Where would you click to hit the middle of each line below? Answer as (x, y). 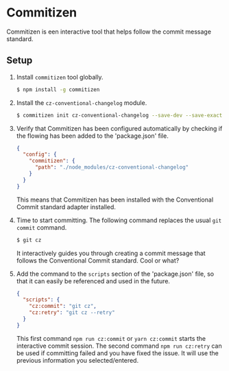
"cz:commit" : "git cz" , (63, 307)
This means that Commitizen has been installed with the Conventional (115, 200)
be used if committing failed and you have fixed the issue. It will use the (117, 353)
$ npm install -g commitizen (58, 89)
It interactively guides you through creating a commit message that (111, 253)
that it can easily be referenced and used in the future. (93, 281)
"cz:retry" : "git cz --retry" (72, 313)
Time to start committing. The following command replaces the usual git (119, 220)
